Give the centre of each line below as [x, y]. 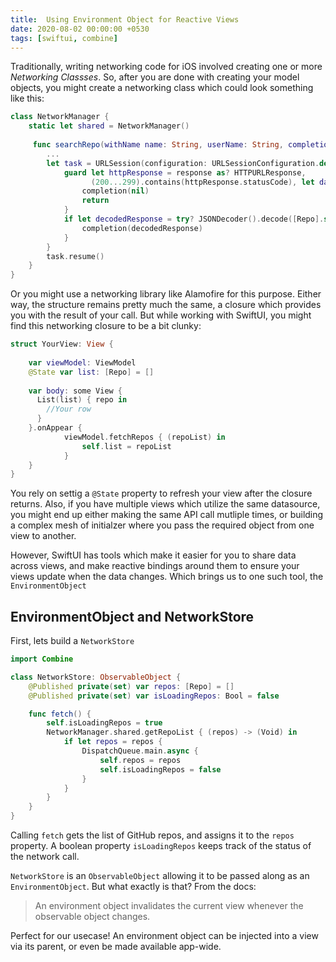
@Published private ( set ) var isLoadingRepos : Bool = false [154, 696]
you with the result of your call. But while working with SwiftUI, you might [161, 315]
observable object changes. [92, 917]
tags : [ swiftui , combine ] [64, 38]
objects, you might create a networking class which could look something [162, 88]
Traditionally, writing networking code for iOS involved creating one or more [166, 67]
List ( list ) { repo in [82, 400]
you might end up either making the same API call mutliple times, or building [167, 515]
